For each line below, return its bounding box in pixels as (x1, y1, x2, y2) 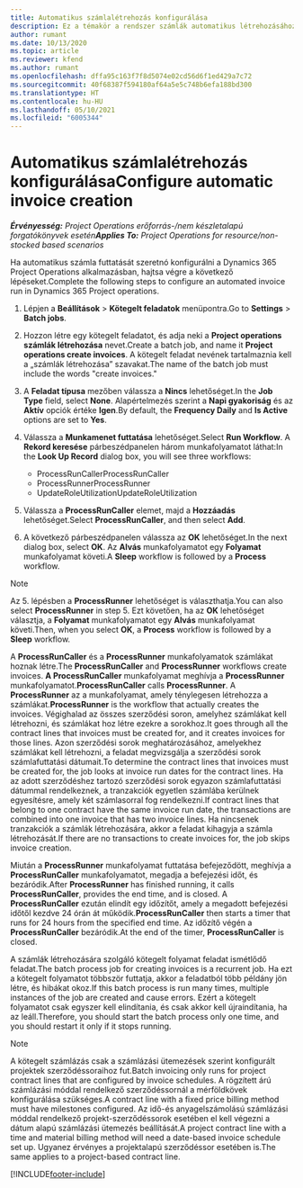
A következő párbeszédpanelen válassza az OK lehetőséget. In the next (22, 532, 288, 543)
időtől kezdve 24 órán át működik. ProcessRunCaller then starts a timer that (10, 908, 291, 919)
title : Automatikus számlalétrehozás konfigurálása (10, 13, 208, 22)
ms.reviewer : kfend (10, 55, 84, 64)
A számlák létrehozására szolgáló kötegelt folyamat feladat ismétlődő (10, 954, 268, 965)
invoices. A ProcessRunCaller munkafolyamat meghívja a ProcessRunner (10, 670, 285, 681)
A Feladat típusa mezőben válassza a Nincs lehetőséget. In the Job (22, 386, 273, 397)
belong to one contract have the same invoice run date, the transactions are (10, 805, 291, 815)
